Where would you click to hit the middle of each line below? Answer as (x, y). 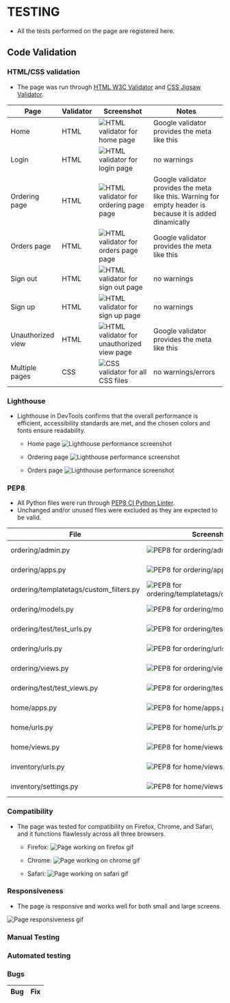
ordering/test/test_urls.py (51, 629)
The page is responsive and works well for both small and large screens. (119, 906)
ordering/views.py (40, 669)
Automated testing (39, 955)
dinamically (171, 222)
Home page (44, 443)
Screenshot (123, 111)
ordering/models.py (42, 609)
